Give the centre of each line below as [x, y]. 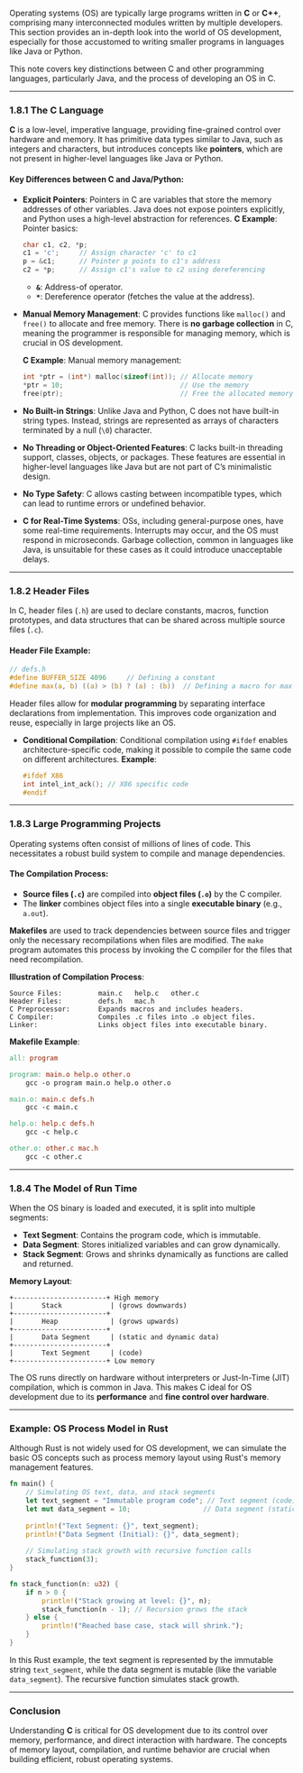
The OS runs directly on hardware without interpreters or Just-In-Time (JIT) [150, 1378]
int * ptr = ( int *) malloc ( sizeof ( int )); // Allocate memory [138, 377]
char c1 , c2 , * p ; [55, 244]
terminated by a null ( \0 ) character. [87, 430]
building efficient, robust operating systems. [92, 1759]
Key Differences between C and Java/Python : [97, 179]
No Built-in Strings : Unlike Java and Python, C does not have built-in [151, 410]
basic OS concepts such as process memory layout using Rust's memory [145, 1458]
